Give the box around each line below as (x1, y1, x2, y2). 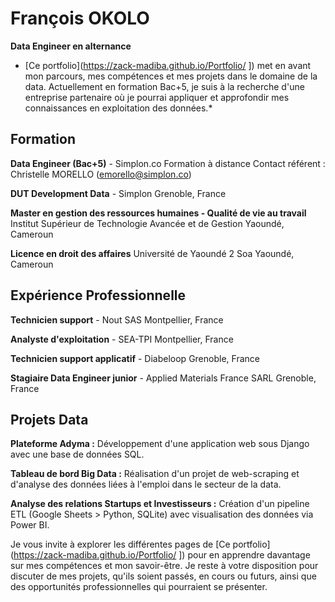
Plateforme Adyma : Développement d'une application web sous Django (10, 438, 310, 450)
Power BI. (10, 519, 50, 531)
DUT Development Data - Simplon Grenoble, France (10, 187, 227, 199)
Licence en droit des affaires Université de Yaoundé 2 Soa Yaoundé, (10, 247, 295, 259)
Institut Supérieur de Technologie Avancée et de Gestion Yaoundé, (10, 217, 285, 229)
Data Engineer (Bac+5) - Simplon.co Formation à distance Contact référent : (10, 157, 326, 169)
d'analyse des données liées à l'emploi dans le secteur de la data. (10, 478, 282, 491)
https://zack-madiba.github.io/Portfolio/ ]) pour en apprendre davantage (13, 549, 311, 561)
